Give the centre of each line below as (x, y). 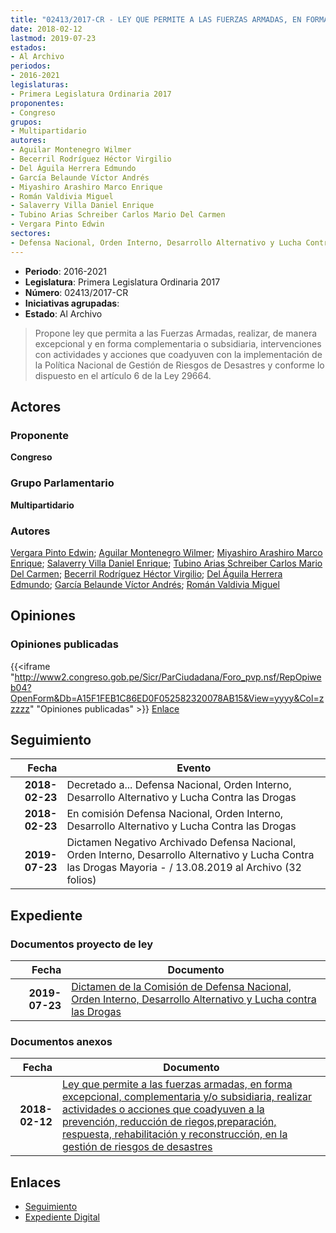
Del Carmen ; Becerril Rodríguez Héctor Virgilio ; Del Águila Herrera (146, 573)
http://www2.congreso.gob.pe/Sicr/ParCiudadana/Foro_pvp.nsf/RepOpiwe (168, 677)
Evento (194, 768)
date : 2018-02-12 (46, 29)
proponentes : (37, 103)
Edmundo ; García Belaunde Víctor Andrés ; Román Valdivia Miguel (145, 584)
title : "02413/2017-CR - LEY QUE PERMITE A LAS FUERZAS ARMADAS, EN (156, 19)
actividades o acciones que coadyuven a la (163, 1109)
